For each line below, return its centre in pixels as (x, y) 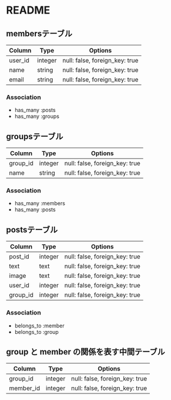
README (28, 10)
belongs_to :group (36, 332)
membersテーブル (39, 33)
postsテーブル (32, 230)
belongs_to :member (39, 326)
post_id (19, 257)
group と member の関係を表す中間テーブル (86, 352)
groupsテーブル (35, 136)
